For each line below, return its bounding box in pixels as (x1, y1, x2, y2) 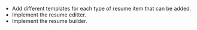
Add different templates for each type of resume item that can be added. (11, 5, 192, 12)
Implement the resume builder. (11, 18, 88, 24)
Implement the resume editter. (11, 11, 87, 18)
